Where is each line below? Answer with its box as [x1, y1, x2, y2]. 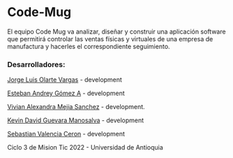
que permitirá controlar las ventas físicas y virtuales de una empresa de [7, 34, 213, 43]
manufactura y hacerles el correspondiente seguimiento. [7, 42, 170, 50]
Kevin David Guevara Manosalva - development [7, 116, 144, 124]
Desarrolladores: [7, 59, 66, 69]
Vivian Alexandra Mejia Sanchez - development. [7, 103, 145, 111]
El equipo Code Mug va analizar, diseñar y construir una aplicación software [7, 27, 226, 36]
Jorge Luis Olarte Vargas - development [7, 76, 122, 84]
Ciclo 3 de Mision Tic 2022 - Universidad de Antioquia [7, 143, 164, 152]
